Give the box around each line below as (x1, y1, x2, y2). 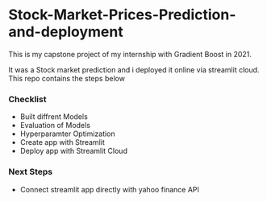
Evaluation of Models (19, 121, 91, 130)
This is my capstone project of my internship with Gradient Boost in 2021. (8, 49, 252, 59)
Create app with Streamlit (19, 138, 105, 147)
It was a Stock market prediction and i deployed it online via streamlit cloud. (8, 64, 260, 74)
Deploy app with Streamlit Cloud (19, 146, 127, 156)
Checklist (8, 93, 47, 105)
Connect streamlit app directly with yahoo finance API (19, 184, 200, 194)
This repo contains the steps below (8, 73, 125, 83)
